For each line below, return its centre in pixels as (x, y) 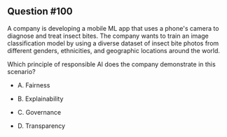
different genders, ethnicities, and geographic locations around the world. (114, 50)
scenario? (22, 71)
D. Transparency (41, 126)
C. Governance (39, 112)
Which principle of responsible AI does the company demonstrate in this (111, 64)
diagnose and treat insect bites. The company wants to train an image (108, 36)
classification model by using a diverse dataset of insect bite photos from (113, 43)
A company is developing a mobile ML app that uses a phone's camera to (113, 28)
